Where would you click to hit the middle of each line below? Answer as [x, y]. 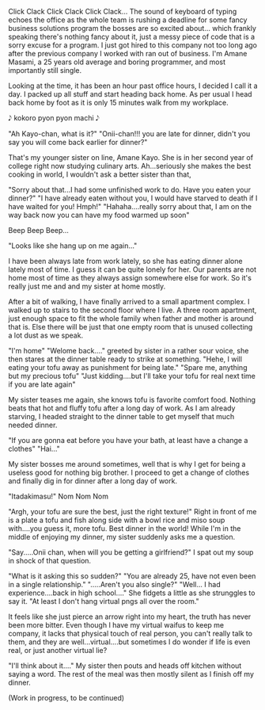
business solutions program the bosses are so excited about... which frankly [132, 28]
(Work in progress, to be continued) [66, 698]
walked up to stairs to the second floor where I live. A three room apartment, [132, 310]
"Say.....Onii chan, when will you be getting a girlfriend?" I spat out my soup [131, 552]
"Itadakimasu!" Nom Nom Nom [59, 496]
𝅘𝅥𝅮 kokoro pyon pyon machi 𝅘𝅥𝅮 [54, 118]
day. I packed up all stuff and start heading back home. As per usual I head [130, 94]
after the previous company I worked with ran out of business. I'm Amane [128, 53]
